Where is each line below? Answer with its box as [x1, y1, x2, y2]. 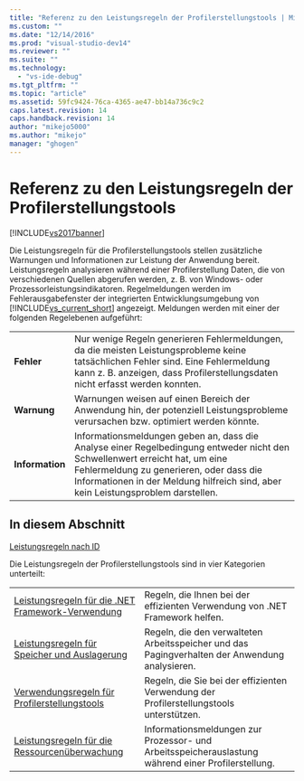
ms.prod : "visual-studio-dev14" [9, 38, 131, 48]
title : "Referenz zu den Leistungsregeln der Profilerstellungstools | [9, 13, 285, 23]
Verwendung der [144, 685, 215, 698]
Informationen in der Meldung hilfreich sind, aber [73, 475, 282, 487]
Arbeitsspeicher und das [144, 636, 249, 649]
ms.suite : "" [9, 55, 59, 64]
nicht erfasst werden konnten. [73, 377, 202, 390]
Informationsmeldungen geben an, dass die [73, 429, 260, 442]
